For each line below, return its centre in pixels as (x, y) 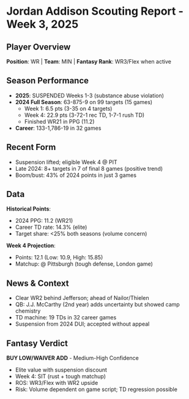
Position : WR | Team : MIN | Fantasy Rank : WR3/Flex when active (89, 62)
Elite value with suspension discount (61, 370)
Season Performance (48, 81)
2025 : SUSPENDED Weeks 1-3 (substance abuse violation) (89, 95)
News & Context (38, 283)
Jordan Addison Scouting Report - (95, 11)
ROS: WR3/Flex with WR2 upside (57, 383)
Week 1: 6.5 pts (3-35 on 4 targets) (68, 108)
